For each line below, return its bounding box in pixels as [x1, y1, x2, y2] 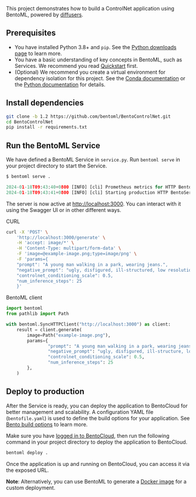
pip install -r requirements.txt [6, 124, 87, 131]
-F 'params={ [16, 256, 48, 262]
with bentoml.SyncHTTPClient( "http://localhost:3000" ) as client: [6, 321, 171, 327]
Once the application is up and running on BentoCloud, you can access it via [6, 460, 190, 467]
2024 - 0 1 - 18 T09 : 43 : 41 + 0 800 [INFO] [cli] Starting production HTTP [6, 190, 169, 196]
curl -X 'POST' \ [6, 229, 48, 235]
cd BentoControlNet [6, 119, 54, 125]
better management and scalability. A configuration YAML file [6, 408, 153, 415]
